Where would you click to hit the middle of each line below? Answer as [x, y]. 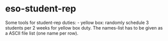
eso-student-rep [41, 9]
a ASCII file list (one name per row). [42, 33]
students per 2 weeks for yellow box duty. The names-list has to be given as [84, 27]
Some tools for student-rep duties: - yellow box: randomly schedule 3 [77, 22]
